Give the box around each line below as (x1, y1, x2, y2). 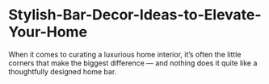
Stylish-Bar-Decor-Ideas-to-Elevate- (8, 6, 262, 24)
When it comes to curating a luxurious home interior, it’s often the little (8, 49, 242, 59)
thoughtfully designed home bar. (8, 66, 117, 76)
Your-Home (8, 23, 87, 41)
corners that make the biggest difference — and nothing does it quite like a (8, 58, 258, 68)
